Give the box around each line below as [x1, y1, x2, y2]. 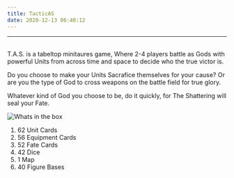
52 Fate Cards [17, 140, 58, 149]
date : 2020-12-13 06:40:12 [7, 17, 86, 24]
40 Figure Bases [17, 163, 65, 171]
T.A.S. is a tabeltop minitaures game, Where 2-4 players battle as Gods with [7, 49, 225, 58]
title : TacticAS [7, 10, 54, 17]
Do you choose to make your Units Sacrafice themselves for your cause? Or [7, 70, 225, 79]
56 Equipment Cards [17, 133, 77, 141]
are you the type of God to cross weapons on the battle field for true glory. [7, 78, 221, 86]
